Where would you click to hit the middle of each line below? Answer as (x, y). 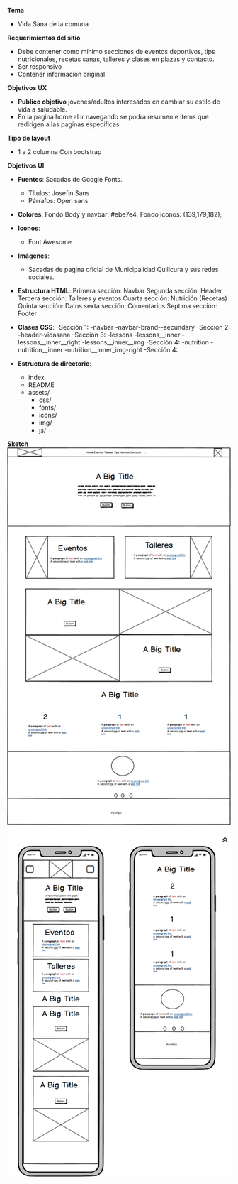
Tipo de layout (29, 138)
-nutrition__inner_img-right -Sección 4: (121, 350)
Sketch (18, 444)
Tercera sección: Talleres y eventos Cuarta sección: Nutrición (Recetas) (123, 298)
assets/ (39, 392)
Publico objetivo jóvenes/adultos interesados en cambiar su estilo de (119, 102)
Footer (27, 313)
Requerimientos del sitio (44, 38)
